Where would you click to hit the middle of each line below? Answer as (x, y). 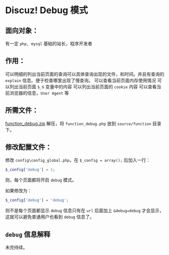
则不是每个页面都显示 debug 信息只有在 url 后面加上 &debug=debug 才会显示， (84, 211)
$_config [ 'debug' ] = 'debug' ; (37, 200)
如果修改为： (18, 191)
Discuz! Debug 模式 (47, 10)
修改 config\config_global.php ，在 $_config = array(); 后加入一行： (78, 160)
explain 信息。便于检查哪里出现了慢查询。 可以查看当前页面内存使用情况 (81, 80)
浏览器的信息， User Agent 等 (39, 93)
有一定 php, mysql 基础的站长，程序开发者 (49, 44)
